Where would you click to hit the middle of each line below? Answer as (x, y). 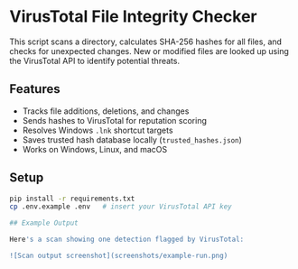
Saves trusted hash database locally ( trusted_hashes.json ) (132, 139)
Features (35, 89)
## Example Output (44, 223)
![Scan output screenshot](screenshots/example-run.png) (119, 256)
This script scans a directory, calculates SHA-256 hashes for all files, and (146, 42)
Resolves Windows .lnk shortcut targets (98, 130)
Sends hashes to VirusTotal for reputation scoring (115, 120)
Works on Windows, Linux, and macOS (95, 149)
